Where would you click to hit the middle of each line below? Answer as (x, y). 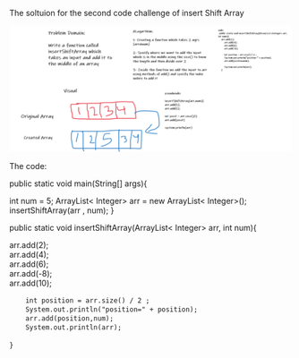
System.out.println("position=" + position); (112, 310)
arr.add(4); (29, 255)
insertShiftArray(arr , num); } (62, 210)
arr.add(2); (29, 245)
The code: (28, 166)
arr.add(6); (29, 264)
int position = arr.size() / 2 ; (88, 301)
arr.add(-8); (31, 274)
